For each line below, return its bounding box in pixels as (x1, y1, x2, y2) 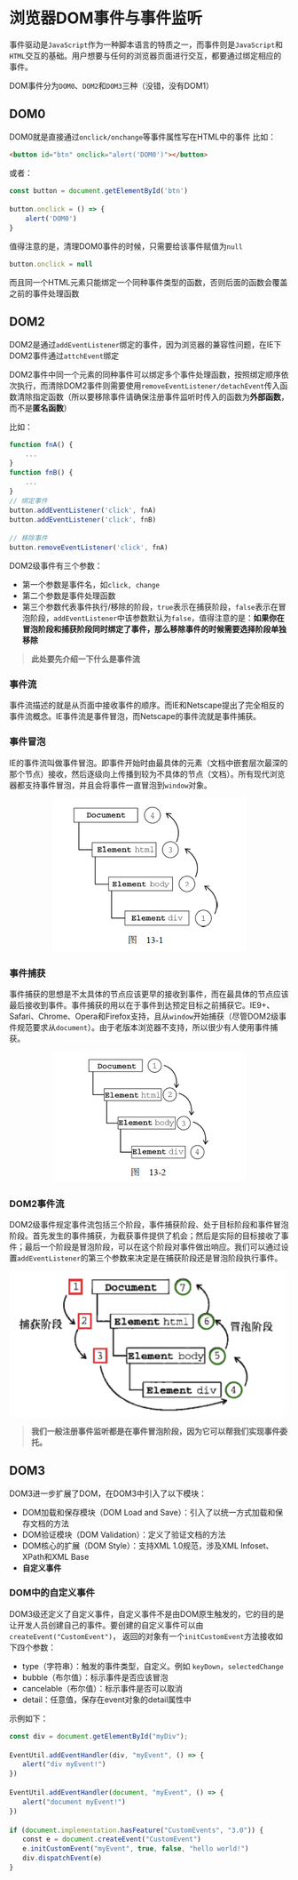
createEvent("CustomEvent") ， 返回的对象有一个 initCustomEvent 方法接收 (9, 1630, 276, 1641)
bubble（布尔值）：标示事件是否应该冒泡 (21, 1672, 169, 1683)
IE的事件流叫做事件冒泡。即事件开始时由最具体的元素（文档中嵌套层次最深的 (9, 757, 288, 768)
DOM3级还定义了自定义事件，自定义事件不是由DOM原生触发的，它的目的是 (9, 1608, 285, 1619)
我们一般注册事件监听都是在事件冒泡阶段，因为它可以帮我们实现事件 (30, 1426, 280, 1436)
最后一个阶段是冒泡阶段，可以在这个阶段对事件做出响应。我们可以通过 (24, 1242, 281, 1252)
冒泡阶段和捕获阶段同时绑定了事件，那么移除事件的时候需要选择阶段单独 (21, 624, 286, 635)
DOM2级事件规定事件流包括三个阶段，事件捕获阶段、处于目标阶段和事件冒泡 (9, 1220, 289, 1230)
